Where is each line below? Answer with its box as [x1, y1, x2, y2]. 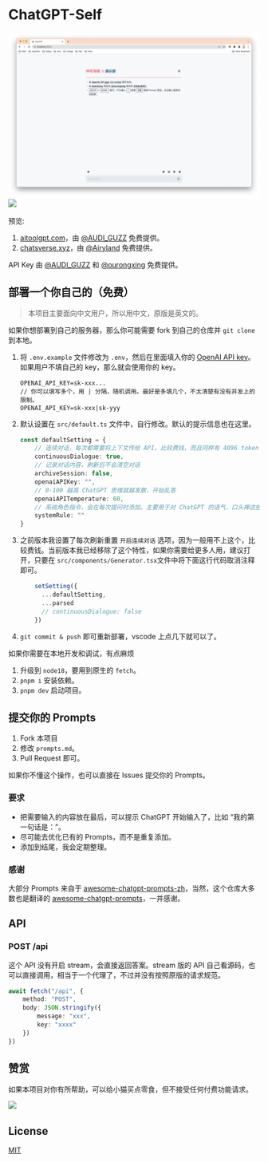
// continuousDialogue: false [41, 607, 142, 615]
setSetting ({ [34, 583, 78, 591]
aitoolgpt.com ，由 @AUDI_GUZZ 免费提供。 [19, 233, 164, 243]
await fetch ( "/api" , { [8, 987, 84, 995]
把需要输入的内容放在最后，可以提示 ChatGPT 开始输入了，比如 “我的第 [19, 812, 255, 821]
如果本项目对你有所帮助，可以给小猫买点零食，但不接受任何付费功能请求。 [8, 1084, 253, 1094]
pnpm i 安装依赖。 [19, 675, 79, 685]
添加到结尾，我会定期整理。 [19, 842, 112, 852]
